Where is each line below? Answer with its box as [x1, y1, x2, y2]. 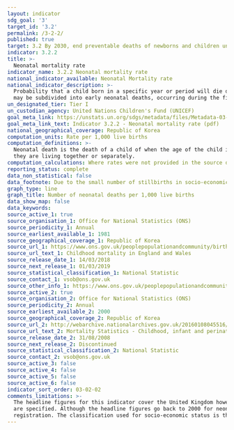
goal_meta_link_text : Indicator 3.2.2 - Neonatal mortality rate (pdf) [7, 120, 219, 128]
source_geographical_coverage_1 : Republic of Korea [7, 237, 160, 244]
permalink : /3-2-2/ [7, 29, 64, 37]
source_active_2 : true [7, 289, 73, 296]
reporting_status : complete [7, 165, 89, 173]
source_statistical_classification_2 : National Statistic [7, 347, 179, 354]
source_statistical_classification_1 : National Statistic [7, 269, 179, 276]
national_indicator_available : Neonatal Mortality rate [7, 75, 173, 82]
